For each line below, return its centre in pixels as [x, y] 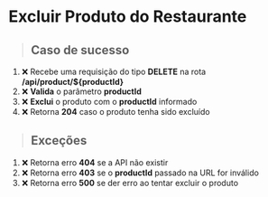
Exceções [59, 141]
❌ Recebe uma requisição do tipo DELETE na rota [114, 71]
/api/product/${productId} [72, 82]
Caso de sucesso [80, 50]
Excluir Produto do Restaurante [128, 17]
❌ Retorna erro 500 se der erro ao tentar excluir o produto [130, 183]
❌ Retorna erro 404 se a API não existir [95, 162]
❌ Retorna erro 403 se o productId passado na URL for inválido [140, 173]
